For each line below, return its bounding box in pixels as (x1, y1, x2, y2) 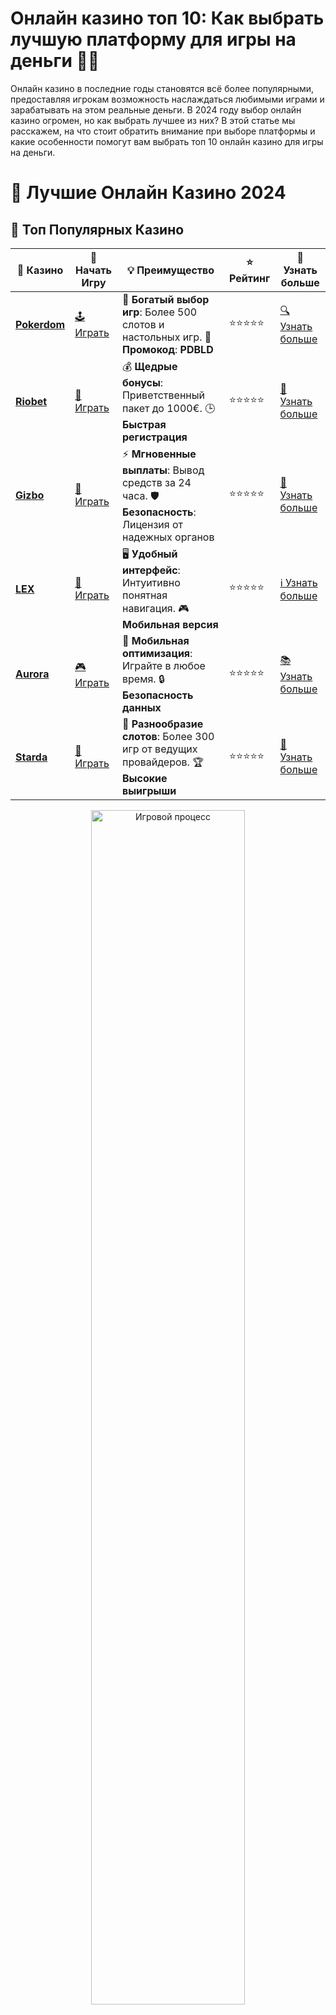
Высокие (121, 771, 168, 785)
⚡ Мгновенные (121, 447, 197, 461)
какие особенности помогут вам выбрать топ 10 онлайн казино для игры (10, 135, 324, 147)
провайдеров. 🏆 (121, 755, 204, 769)
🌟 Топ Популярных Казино (10, 221, 185, 238)
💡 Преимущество (126, 263, 215, 277)
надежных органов (121, 530, 215, 544)
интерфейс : (121, 563, 181, 577)
